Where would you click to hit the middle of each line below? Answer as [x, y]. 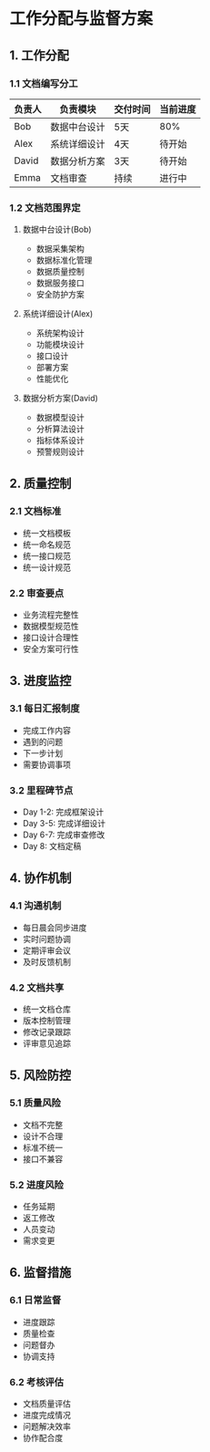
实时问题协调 [46, 939]
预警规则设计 [60, 451]
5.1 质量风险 [35, 1103]
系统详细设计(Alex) [58, 314]
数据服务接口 [60, 283]
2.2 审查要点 [37, 593]
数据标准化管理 [64, 260]
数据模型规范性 [50, 627]
